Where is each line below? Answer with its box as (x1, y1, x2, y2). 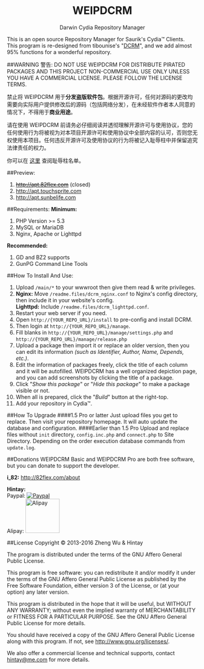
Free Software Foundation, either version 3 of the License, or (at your (7, 582, 180, 589)
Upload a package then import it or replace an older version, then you (15, 341, 189, 349)
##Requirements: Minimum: (7, 205, 77, 212)
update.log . (7, 444, 36, 451)
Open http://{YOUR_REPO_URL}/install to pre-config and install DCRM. (15, 316, 192, 323)
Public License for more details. (7, 619, 86, 627)
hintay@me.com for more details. (7, 656, 90, 663)
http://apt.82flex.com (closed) (15, 180, 91, 188)
